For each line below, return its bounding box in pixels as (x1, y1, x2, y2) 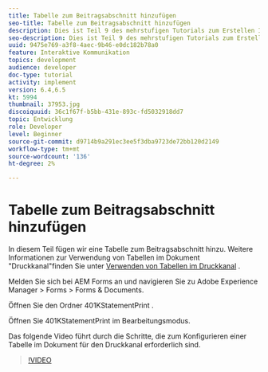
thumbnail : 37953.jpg (8, 100, 81, 108)
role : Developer (8, 123, 62, 131)
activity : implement (8, 78, 77, 86)
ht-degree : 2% (8, 160, 56, 168)
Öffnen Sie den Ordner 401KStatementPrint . (8, 300, 154, 311)
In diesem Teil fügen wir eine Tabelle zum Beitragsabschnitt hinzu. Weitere (8, 245, 254, 254)
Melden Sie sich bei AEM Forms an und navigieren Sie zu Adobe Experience (8, 276, 258, 287)
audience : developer (8, 64, 77, 72)
